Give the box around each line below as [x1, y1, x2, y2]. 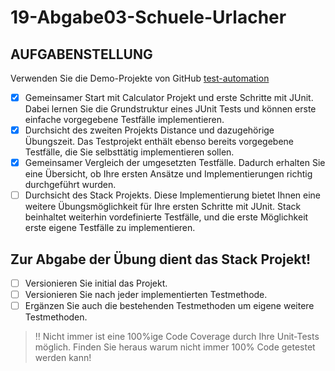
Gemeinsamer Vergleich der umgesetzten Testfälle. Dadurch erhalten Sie [24, 157, 326, 169]
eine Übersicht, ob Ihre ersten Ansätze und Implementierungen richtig [24, 168, 313, 180]
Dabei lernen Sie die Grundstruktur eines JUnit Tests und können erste [24, 103, 317, 115]
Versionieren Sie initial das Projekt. [24, 277, 168, 290]
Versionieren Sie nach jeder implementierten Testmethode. [24, 289, 268, 301]
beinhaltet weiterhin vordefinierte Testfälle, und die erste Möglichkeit [24, 211, 309, 223]
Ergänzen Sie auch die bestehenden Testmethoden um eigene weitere [24, 300, 315, 312]
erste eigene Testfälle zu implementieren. [24, 222, 196, 234]
